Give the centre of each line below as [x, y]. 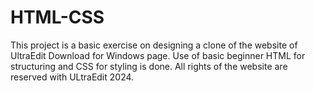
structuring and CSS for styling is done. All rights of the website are [149, 66]
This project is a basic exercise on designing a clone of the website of [154, 45]
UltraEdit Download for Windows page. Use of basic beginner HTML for [158, 55]
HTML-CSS [57, 17]
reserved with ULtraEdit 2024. [72, 77]
